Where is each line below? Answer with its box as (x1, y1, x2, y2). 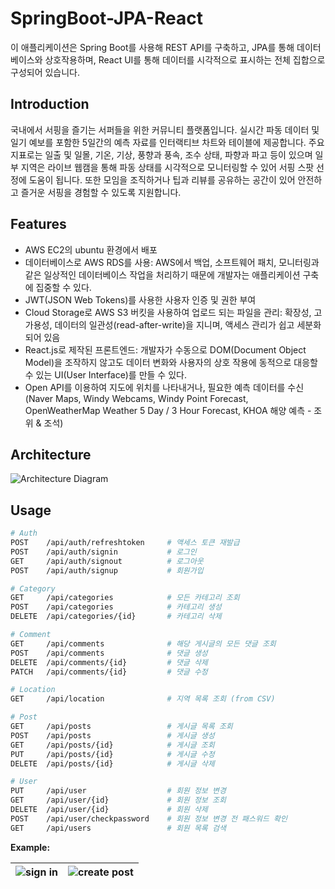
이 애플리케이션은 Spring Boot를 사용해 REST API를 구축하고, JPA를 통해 (10, 41, 295, 53)
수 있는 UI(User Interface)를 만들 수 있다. (24, 368, 187, 381)
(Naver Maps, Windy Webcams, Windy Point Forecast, (24, 392, 249, 404)
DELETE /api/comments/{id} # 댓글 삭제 (10, 657, 208, 667)
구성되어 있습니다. (10, 66, 81, 78)
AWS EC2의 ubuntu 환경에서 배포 (24, 243, 158, 256)
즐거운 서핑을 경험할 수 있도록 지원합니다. (20, 186, 182, 198)
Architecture (10, 446, 92, 463)
